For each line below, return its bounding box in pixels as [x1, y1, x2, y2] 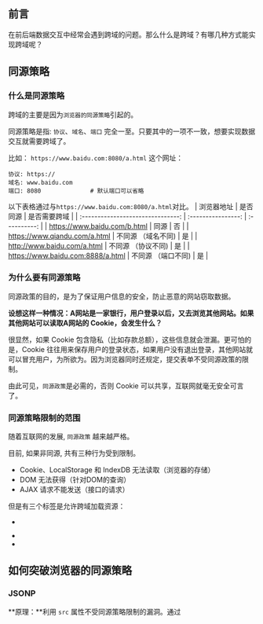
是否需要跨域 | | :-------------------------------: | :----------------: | [27, 211, 247, 221]
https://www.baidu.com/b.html [49, 221, 148, 230]
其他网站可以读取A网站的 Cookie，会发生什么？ [8, 318, 163, 328]
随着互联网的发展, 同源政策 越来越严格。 [8, 431, 134, 442]
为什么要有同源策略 [8, 272, 81, 283]
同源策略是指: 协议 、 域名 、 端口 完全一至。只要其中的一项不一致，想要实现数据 [8, 127, 256, 136]
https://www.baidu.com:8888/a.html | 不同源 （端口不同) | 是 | [8, 251, 209, 260]
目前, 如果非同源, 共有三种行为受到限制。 [8, 449, 140, 458]
